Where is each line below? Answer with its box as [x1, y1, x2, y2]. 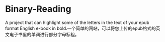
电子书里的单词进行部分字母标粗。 [9, 31, 80, 37]
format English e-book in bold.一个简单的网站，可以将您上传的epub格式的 [5, 25, 156, 31]
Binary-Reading [5, 3, 72, 15]
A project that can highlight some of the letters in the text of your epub [5, 20, 150, 25]
